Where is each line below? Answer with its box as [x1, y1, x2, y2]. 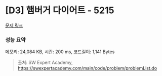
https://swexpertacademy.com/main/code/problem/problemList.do [17, 65, 157, 71]
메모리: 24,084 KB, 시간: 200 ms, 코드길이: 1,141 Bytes [5, 49, 115, 55]
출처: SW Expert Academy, [17, 59, 73, 66]
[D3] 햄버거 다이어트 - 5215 [5, 5, 114, 16]
